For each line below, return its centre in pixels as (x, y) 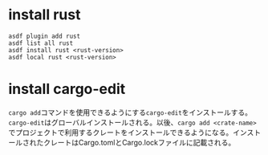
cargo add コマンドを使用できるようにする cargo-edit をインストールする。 (130, 112)
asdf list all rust (41, 43)
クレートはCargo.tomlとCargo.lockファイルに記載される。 (139, 142)
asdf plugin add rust (45, 36)
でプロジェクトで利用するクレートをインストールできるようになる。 (121, 132)
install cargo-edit (67, 89)
